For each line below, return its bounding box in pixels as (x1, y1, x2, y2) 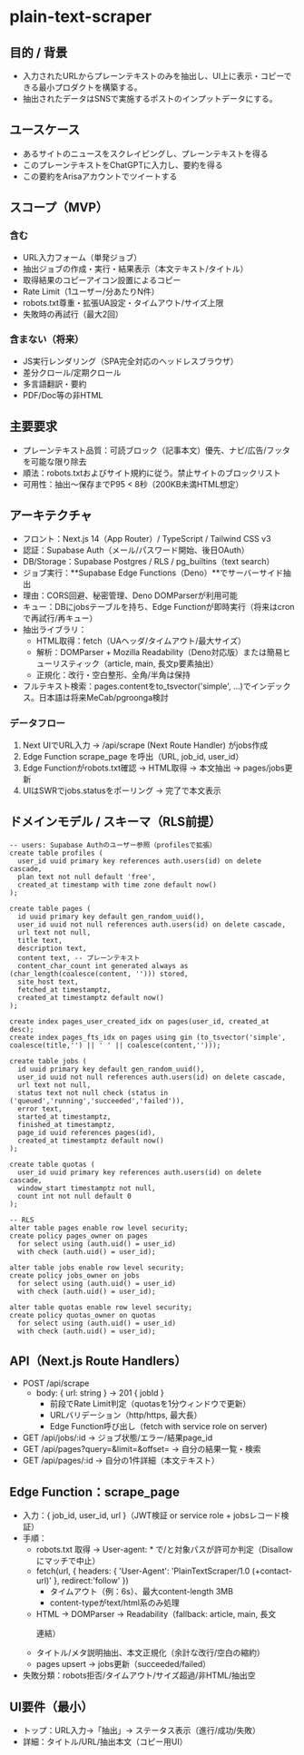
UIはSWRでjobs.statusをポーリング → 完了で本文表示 (22, 785, 221, 796)
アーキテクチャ (9, 508, 93, 523)
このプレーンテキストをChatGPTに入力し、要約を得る (22, 159, 224, 170)
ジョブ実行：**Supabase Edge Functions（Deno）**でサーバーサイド (22, 567, 284, 578)
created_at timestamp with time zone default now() (17, 880, 218, 889)
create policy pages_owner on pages (9, 1231, 148, 1240)
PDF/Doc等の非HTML (22, 389, 103, 400)
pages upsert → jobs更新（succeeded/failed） (35, 1659, 211, 1670)
